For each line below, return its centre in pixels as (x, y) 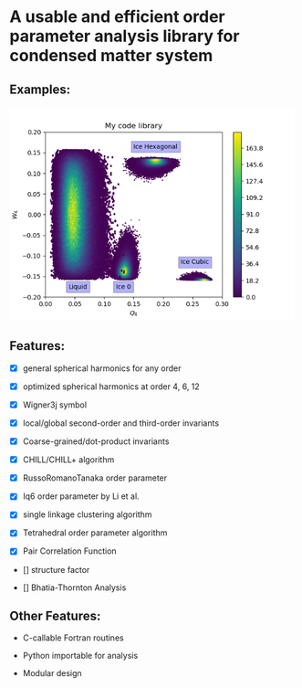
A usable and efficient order (117, 17)
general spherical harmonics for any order (102, 368)
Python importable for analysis (80, 656)
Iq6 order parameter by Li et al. (81, 496)
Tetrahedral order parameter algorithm (95, 533)
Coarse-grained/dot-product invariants (96, 441)
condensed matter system (111, 56)
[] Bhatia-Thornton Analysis (74, 587)
